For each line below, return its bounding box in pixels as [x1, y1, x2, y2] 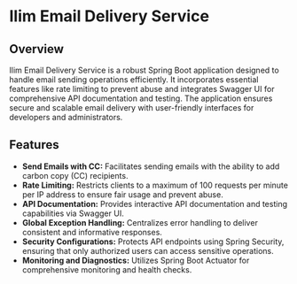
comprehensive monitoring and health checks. [21, 264, 192, 275]
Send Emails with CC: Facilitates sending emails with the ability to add [21, 161, 280, 172]
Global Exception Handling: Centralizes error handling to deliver [21, 217, 259, 227]
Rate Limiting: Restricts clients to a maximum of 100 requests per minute [21, 180, 288, 190]
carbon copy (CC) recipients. [21, 170, 129, 180]
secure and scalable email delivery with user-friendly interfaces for [9, 103, 254, 112]
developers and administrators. [9, 112, 123, 122]
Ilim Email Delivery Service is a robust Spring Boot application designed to [9, 65, 279, 75]
